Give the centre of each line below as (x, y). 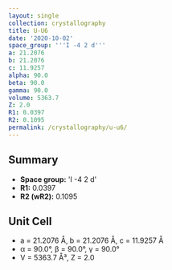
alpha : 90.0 (28, 75)
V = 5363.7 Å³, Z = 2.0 (57, 258)
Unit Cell (30, 221)
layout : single (34, 16)
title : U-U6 (28, 30)
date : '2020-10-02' (41, 38)
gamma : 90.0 (28, 90)
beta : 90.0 (27, 83)
